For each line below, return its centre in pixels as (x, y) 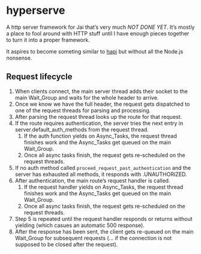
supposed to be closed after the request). (66, 244)
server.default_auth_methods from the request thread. (82, 129)
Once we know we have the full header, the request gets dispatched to (102, 104)
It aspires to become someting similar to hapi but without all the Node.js (95, 51)
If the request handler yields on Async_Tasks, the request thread (103, 187)
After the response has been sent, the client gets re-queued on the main (104, 231)
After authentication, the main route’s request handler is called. (92, 180)
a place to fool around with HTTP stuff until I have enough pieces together (98, 33)
